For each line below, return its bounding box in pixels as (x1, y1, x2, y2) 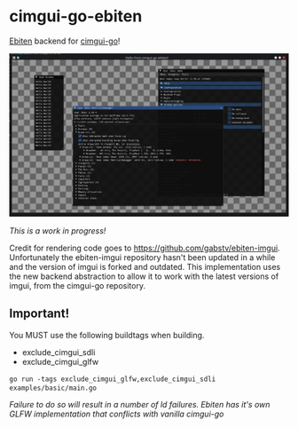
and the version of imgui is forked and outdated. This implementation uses (9, 261, 281, 272)
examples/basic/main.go (9, 384, 98, 392)
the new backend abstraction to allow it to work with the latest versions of (9, 271, 279, 281)
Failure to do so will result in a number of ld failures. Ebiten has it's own (9, 399, 271, 409)
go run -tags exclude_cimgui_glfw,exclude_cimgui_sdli (9, 375, 216, 384)
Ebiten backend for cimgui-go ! (9, 36, 121, 46)
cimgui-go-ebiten (9, 6, 143, 27)
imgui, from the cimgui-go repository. (9, 280, 146, 290)
